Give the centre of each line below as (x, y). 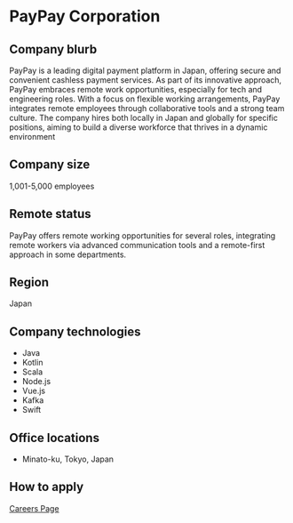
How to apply (47, 487)
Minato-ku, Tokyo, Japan (67, 459)
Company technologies (75, 331)
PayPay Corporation (85, 16)
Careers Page (34, 508)
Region (29, 282)
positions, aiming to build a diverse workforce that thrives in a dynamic (139, 127)
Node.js (36, 382)
